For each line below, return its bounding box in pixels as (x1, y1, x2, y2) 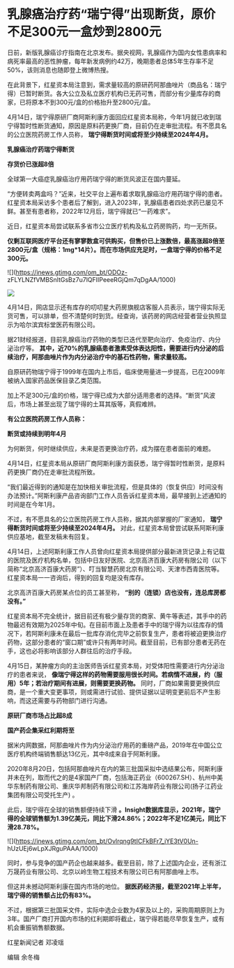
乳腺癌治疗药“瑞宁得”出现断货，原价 (7, 6, 216, 22)
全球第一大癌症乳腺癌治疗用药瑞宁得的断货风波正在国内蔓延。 (7, 174, 185, 183)
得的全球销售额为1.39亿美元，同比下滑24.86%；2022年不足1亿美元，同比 (7, 814, 221, 822)
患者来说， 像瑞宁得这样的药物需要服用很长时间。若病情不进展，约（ (19, 670, 217, 678)
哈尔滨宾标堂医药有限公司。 (19, 320, 99, 329)
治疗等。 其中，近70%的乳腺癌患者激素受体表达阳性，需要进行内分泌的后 (13, 343, 224, 352)
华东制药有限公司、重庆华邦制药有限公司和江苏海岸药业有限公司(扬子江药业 (7, 782, 224, 790)
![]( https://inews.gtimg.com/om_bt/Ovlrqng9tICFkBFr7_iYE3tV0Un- (7, 837, 198, 845)
